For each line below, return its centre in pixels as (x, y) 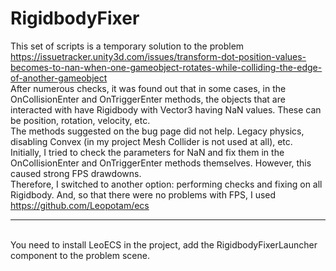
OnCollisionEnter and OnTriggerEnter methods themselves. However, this (161, 163)
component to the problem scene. (80, 255)
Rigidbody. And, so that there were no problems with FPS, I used (143, 194)
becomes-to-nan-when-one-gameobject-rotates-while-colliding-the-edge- (166, 67)
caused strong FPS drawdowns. (76, 173)
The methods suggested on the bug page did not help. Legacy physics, (157, 131)
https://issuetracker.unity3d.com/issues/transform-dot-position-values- (158, 56)
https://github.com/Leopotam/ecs (80, 205)
